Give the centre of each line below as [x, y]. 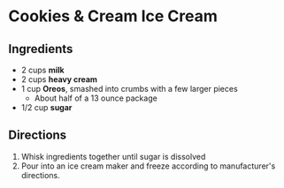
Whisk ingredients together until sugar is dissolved [113, 156]
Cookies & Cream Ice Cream [113, 16]
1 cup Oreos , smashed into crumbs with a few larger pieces [129, 89]
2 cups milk [42, 70]
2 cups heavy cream [59, 79]
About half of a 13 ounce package [96, 98]
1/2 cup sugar [46, 107]
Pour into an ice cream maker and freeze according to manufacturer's [148, 166]
